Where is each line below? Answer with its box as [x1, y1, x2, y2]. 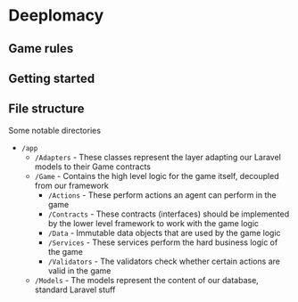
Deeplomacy [8, 5, 104, 26]
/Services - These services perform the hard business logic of [47, 237, 278, 248]
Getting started [8, 70, 95, 86]
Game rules [8, 41, 74, 56]
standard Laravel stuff [34, 284, 116, 295]
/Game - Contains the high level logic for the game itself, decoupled [34, 170, 279, 181]
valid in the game [47, 265, 112, 276]
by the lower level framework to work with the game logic [47, 217, 260, 228]
